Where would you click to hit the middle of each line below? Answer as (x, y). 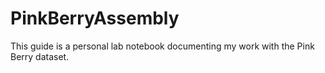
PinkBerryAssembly (95, 18)
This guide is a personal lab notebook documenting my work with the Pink (162, 46)
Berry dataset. (40, 56)
